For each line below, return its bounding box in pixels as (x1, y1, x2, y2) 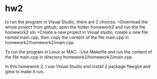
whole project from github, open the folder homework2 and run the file (5, 24, 146, 30)
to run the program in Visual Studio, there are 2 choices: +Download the (5, 19, 148, 25)
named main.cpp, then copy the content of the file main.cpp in (5, 34, 129, 40)
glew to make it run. (5, 68, 44, 74)
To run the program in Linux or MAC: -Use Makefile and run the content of (5, 49, 153, 55)
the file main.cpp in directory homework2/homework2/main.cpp (5, 54, 132, 60)
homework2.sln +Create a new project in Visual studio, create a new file (5, 29, 148, 35)
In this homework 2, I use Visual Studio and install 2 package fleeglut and (5, 63, 151, 69)
